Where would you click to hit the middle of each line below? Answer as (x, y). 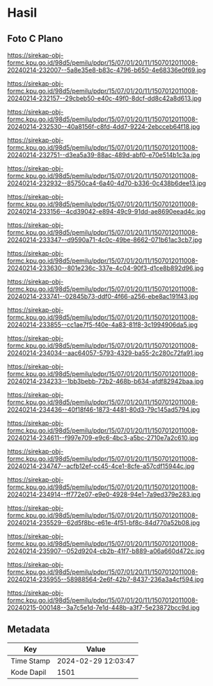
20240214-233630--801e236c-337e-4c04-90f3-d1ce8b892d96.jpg (105, 268)
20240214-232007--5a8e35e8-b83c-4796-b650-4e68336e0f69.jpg (107, 70)
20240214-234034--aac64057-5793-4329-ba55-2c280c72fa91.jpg (105, 353)
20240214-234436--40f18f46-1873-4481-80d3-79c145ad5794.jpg (104, 410)
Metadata (29, 629)
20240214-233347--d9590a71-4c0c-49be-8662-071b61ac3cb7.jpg (105, 240)
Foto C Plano (35, 39)
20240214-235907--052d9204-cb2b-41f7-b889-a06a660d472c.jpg (106, 551)
